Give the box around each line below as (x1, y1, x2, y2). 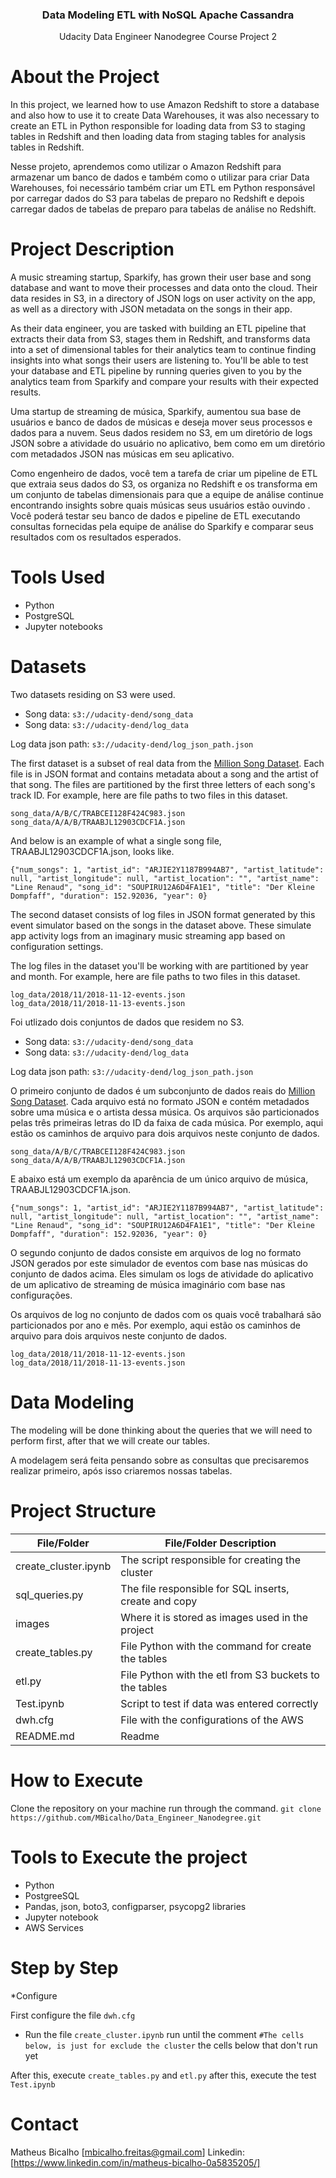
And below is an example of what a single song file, (10, 835, 222, 847)
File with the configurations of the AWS (120, 1713, 304, 1727)
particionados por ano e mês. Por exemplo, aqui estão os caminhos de (10, 1319, 301, 1332)
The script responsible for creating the (120, 1553, 302, 1567)
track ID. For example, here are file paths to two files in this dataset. (10, 789, 288, 802)
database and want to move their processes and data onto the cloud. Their (10, 282, 318, 294)
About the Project (10, 66, 160, 88)
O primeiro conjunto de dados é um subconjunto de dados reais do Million (10, 1085, 316, 1097)
